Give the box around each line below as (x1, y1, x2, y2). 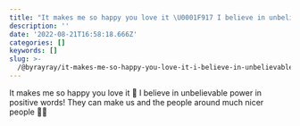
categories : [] (9, 38, 66, 47)
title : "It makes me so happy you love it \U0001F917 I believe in (9, 13, 266, 22)
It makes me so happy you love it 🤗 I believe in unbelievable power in (9, 87, 262, 98)
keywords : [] (9, 46, 58, 55)
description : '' (9, 21, 70, 30)
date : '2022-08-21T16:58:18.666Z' (9, 29, 138, 38)
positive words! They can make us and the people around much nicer (9, 97, 264, 107)
